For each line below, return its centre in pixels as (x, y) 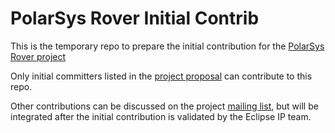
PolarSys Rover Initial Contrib (135, 18)
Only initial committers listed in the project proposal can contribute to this (161, 76)
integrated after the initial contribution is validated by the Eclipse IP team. (161, 116)
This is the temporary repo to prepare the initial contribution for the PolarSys (167, 46)
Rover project (38, 56)
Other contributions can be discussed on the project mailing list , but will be (164, 106)
